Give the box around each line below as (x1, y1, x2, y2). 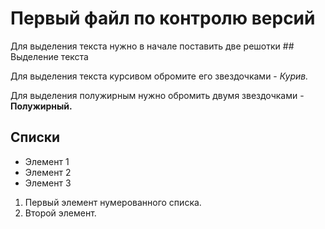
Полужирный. (10, 100, 73, 112)
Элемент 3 (24, 177, 72, 189)
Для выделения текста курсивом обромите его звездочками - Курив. (10, 70, 309, 82)
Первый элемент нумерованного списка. (24, 196, 202, 208)
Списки (10, 129, 61, 146)
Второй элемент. (24, 207, 97, 219)
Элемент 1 (24, 155, 70, 167)
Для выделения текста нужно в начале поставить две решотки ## (10, 40, 295, 52)
